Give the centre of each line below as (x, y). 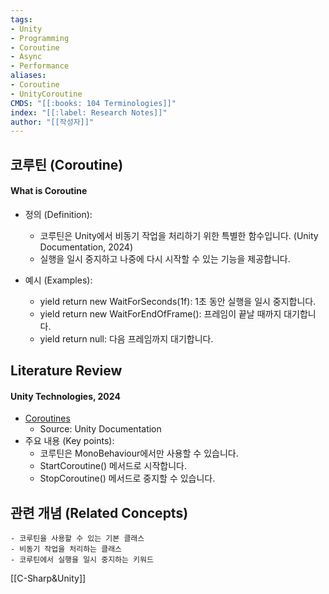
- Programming (40, 38)
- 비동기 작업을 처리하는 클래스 (66, 549)
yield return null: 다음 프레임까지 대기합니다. (126, 338)
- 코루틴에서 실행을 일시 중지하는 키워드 (82, 560)
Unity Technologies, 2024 (65, 396)
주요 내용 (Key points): (69, 441)
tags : (21, 19)
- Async (26, 57)
